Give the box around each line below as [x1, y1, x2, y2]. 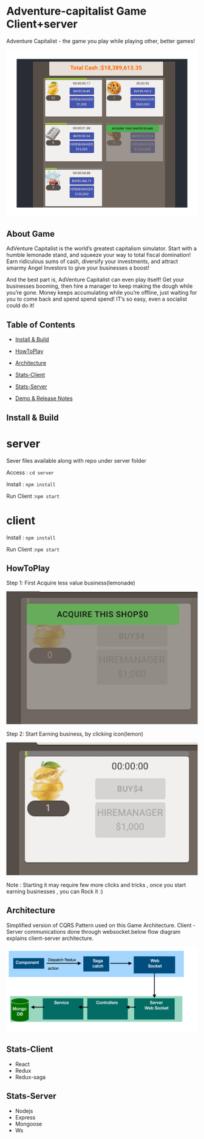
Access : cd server [6, 469, 54, 476]
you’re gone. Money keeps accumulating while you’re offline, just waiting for [6, 289, 197, 296]
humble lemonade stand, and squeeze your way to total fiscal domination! [6, 251, 191, 259]
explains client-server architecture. [6, 934, 94, 942]
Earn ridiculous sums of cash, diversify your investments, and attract [6, 258, 178, 265]
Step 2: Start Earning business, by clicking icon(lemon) [6, 731, 144, 738]
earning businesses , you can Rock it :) [6, 888, 103, 895]
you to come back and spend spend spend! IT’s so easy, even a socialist [6, 295, 187, 303]
